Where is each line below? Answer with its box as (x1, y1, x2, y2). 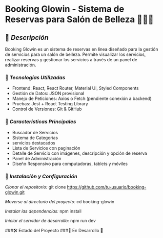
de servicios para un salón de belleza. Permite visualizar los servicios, (5, 51, 146, 57)
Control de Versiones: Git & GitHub (12, 106, 82, 112)
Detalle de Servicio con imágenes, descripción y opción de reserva (12, 150, 147, 156)
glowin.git (5, 189, 25, 195)
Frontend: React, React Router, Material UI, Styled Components (12, 85, 139, 91)
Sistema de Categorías (12, 135, 58, 141)
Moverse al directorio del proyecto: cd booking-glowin (5, 198, 115, 204)
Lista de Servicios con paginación (12, 145, 81, 151)
